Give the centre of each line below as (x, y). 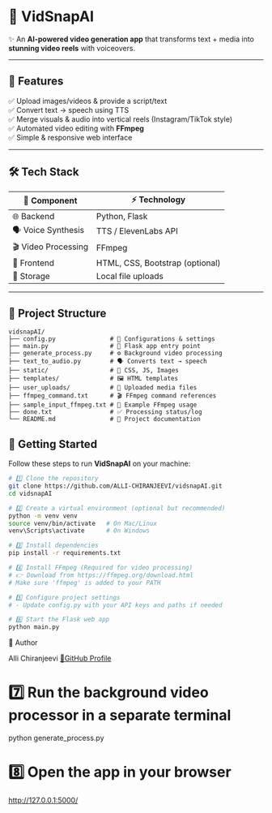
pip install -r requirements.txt (65, 553)
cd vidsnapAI (30, 493)
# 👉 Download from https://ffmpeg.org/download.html (101, 575)
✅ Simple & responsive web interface (70, 137)
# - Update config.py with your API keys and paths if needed (115, 605)
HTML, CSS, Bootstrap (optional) (158, 263)
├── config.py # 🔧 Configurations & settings (112, 339)
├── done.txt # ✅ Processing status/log (105, 412)
